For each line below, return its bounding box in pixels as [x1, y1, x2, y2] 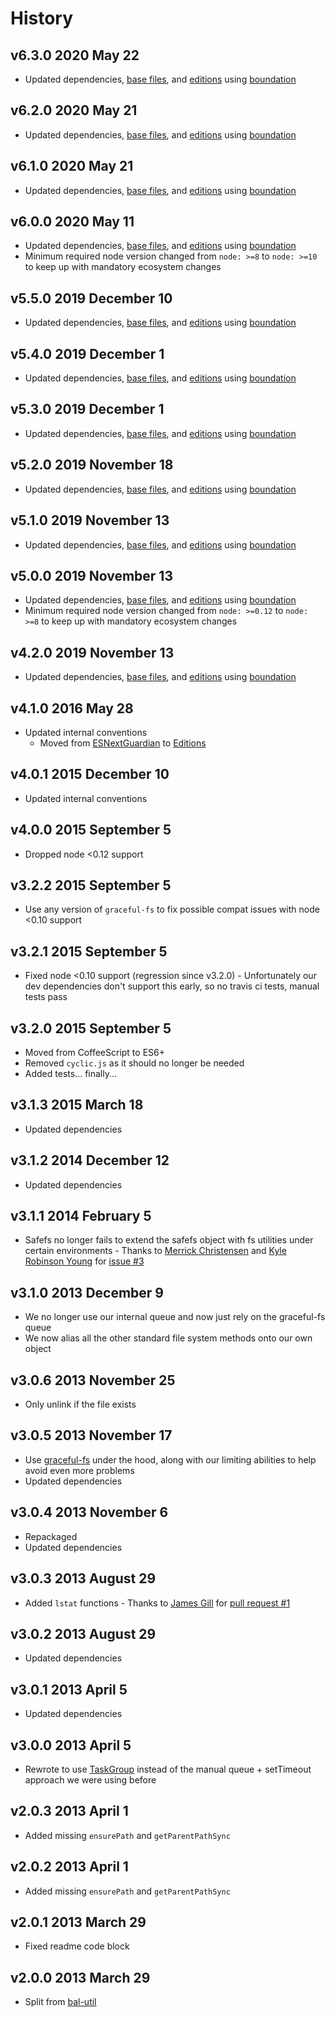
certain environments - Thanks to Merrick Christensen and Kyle [24, 1245, 287, 1257]
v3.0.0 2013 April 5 [10, 1737, 132, 1754]
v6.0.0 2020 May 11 [10, 213, 135, 231]
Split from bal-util [24, 1996, 97, 2008]
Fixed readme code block [24, 1940, 130, 1952]
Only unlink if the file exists [24, 1398, 137, 1411]
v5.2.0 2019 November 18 [10, 457, 174, 474]
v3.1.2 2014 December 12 [10, 1152, 170, 1169]
